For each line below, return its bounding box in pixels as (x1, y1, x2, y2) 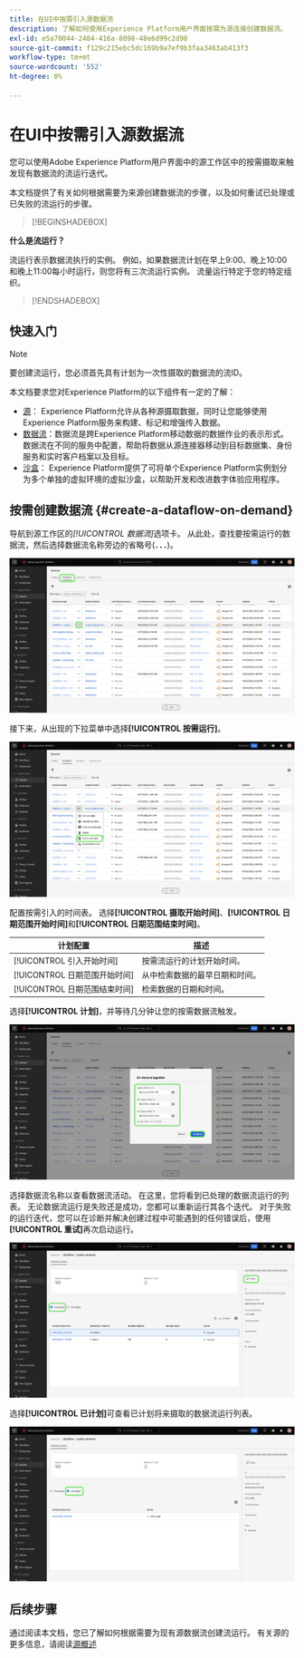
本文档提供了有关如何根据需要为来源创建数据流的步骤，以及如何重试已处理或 (9, 187, 295, 198)
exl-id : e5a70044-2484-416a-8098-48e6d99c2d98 (9, 34, 188, 43)
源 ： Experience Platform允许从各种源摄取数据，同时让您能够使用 (22, 405, 268, 416)
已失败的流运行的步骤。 (9, 198, 97, 208)
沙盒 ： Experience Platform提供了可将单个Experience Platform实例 (22, 462, 271, 473)
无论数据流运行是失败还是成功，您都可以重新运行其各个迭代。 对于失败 (26, 1201, 291, 1212)
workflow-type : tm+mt (9, 53, 91, 63)
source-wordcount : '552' (9, 63, 103, 72)
